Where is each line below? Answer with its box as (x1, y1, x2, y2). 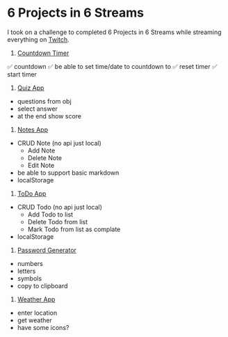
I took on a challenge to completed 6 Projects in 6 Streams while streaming (7, 28, 222, 36)
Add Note (27, 146, 56, 155)
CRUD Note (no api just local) (17, 139, 102, 147)
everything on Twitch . (7, 35, 70, 43)
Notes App (17, 125, 49, 134)
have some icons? (17, 323, 70, 331)
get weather (17, 315, 52, 324)
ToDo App (17, 189, 47, 198)
